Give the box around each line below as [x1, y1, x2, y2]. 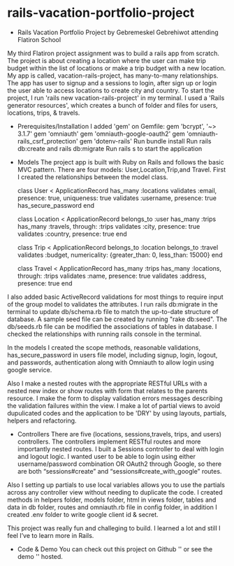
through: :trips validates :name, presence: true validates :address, [17, 271, 207, 280]
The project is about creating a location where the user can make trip [7, 56, 206, 64]
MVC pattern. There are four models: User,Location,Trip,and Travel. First [17, 165, 226, 174]
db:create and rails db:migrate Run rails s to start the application [17, 144, 203, 153]
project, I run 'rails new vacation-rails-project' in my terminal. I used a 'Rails [7, 93, 225, 102]
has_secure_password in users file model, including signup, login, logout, [7, 351, 218, 359]
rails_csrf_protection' [17, 136, 78, 145]
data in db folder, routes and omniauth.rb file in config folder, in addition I [7, 502, 218, 511]
